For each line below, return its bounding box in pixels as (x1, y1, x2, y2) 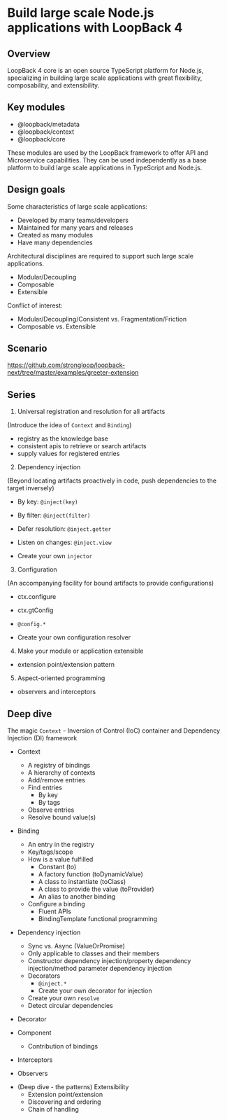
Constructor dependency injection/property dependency (27, 957, 191, 965)
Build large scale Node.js (7, 5, 155, 21)
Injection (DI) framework (7, 734, 78, 742)
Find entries (27, 783, 63, 792)
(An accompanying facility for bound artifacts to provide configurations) (7, 579, 214, 588)
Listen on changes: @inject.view (17, 538, 112, 547)
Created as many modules (17, 230, 93, 239)
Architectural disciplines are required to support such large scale (7, 251, 194, 260)
